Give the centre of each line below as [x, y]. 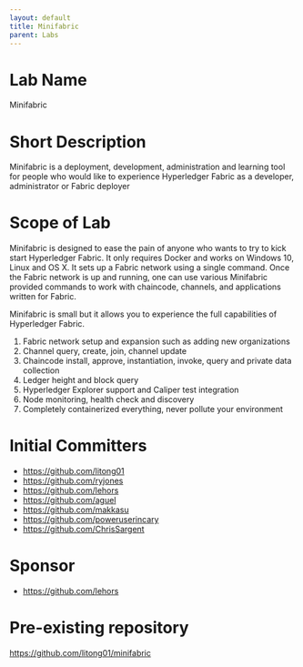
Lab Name [49, 80]
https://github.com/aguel [69, 500]
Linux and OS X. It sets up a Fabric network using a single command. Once [150, 268]
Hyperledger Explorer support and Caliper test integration [131, 390]
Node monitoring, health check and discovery [108, 399]
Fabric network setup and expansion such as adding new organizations [157, 341]
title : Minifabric [44, 26]
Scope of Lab [60, 223]
